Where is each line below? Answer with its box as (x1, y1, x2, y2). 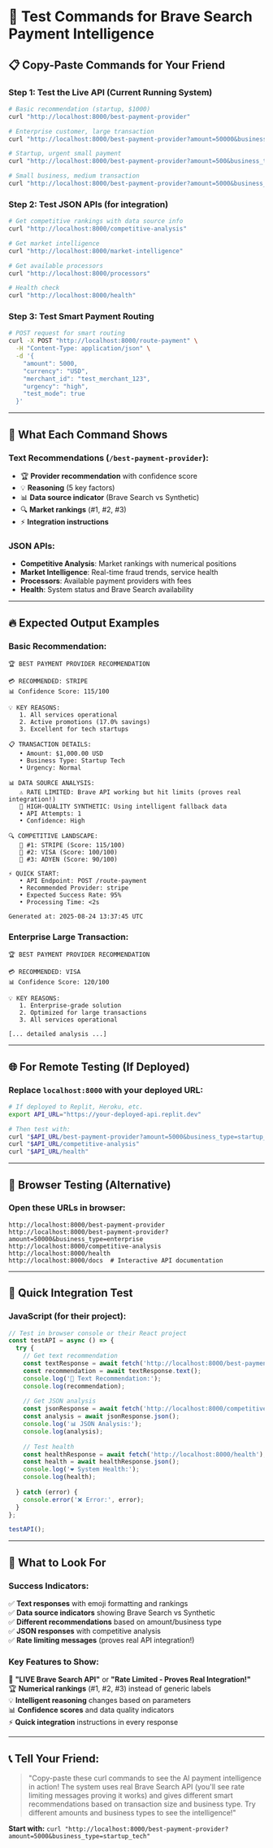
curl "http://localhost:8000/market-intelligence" (8, 247, 184, 255)
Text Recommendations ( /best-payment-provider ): (8, 452, 209, 463)
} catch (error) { (15, 1488, 79, 1496)
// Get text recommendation (23, 1352, 118, 1360)
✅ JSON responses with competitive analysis (8, 1626, 161, 1635)
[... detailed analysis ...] (8, 1030, 107, 1038)
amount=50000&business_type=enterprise (8, 1235, 144, 1243)
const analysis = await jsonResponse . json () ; (23, 1412, 180, 1420)
